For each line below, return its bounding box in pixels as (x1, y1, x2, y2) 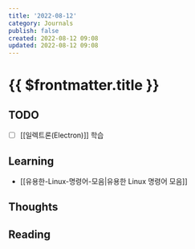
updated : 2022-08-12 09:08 (8, 42, 99, 50)
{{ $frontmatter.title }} (8, 76, 160, 95)
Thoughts (8, 200, 59, 214)
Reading (8, 227, 51, 241)
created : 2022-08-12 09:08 (8, 34, 99, 43)
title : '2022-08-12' (8, 11, 78, 20)
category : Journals (8, 19, 74, 27)
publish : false (8, 27, 59, 35)
